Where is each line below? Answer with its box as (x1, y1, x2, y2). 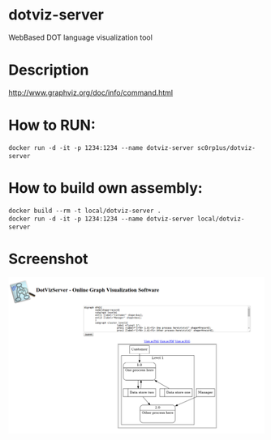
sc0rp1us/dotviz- (197, 143, 256, 152)
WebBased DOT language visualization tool (8, 32, 153, 42)
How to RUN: (8, 116, 96, 135)
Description (8, 61, 89, 79)
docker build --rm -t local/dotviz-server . (8, 207, 161, 215)
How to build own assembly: (8, 179, 203, 197)
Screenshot (8, 250, 88, 268)
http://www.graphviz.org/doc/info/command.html (8, 88, 174, 97)
